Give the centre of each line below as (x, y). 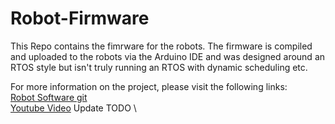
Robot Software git (49, 97)
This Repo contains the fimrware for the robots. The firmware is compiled (161, 46)
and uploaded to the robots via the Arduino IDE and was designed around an (168, 56)
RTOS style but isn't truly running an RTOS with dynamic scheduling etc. (159, 67)
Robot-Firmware (80, 18)
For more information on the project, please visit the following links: (149, 86)
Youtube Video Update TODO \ (73, 108)
